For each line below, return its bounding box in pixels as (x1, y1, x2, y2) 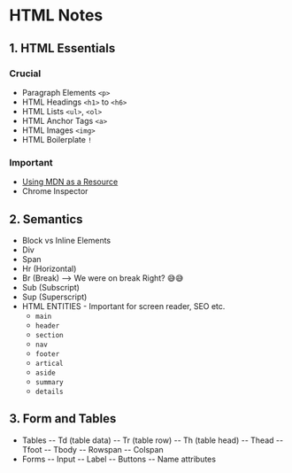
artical (35, 359, 64, 368)
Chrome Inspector (21, 186, 88, 197)
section (35, 330, 64, 339)
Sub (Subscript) (21, 282, 80, 292)
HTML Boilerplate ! (21, 134, 93, 144)
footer (35, 349, 60, 359)
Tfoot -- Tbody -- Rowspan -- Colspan (21, 444, 164, 454)
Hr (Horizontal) (21, 263, 77, 274)
